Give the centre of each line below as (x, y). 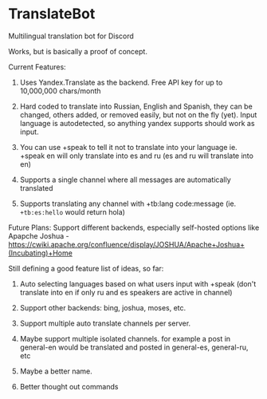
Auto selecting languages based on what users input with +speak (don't (138, 283)
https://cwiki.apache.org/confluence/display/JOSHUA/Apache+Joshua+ (127, 244)
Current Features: (37, 67)
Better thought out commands (69, 386)
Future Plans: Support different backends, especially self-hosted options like (134, 227)
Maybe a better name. (56, 371)
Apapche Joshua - (39, 235)
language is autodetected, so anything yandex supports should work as (137, 123)
